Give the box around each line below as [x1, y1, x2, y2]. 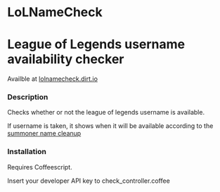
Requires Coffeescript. [7, 162, 72, 171]
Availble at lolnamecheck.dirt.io [7, 75, 98, 83]
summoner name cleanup [7, 129, 82, 138]
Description [7, 92, 48, 102]
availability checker [7, 51, 124, 68]
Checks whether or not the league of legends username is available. [7, 108, 205, 117]
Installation [7, 147, 47, 157]
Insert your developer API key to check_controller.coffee [7, 177, 170, 185]
